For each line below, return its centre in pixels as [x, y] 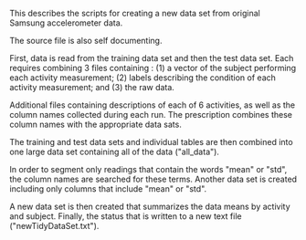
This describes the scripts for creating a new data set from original [135, 13]
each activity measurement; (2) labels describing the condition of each [143, 78]
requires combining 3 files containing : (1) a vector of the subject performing [153, 68]
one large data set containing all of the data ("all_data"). [114, 151]
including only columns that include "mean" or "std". [108, 189]
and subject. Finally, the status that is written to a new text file [126, 216]
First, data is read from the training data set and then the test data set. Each [152, 58]
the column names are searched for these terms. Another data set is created [153, 179]
